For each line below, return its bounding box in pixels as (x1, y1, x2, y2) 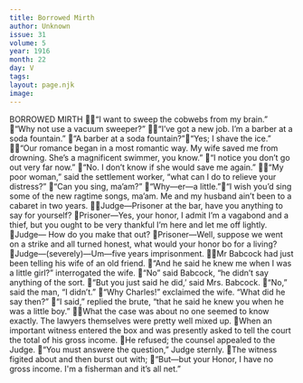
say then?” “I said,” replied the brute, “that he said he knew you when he (9, 295, 285, 307)
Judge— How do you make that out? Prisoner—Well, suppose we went (14, 229, 283, 239)
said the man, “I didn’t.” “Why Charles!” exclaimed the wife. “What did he (9, 286, 286, 297)
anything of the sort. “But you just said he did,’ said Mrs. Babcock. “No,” (9, 276, 288, 287)
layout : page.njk (9, 80, 75, 89)
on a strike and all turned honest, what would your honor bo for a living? (9, 238, 278, 249)
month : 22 (9, 55, 47, 64)
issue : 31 (9, 30, 47, 39)
